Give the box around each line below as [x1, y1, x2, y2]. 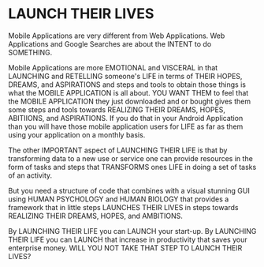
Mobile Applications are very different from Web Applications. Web [8, 31, 225, 40]
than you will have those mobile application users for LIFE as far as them [8, 122, 244, 131]
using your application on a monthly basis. [8, 130, 146, 139]
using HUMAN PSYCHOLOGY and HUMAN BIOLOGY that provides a [8, 194, 229, 204]
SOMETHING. [8, 47, 53, 57]
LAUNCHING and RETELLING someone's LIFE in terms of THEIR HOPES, [8, 71, 243, 81]
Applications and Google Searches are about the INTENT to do [8, 39, 212, 48]
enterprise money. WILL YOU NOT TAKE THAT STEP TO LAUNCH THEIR [8, 243, 243, 253]
